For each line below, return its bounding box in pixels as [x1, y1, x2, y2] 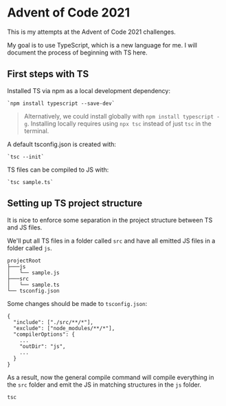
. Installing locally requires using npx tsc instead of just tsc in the [27, 119, 212, 128]
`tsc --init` [7, 153, 45, 160]
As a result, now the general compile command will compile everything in [7, 373, 214, 381]
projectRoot [7, 257, 41, 264]
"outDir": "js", [19, 343, 67, 349]
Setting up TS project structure [7, 198, 143, 210]
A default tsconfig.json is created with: [7, 140, 117, 148]
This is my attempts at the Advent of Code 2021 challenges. [7, 28, 177, 36]
